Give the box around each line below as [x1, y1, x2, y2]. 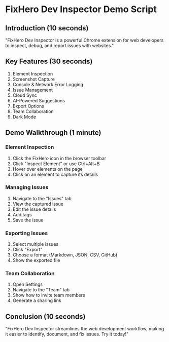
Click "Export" [12, 247, 43, 253]
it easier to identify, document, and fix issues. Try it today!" [5, 331, 128, 337]
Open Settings [12, 281, 43, 287]
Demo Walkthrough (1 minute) [5, 128, 102, 137]
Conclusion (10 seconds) [5, 312, 86, 321]
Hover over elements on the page [12, 166, 83, 172]
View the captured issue [12, 201, 63, 207]
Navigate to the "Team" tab [12, 287, 70, 293]
